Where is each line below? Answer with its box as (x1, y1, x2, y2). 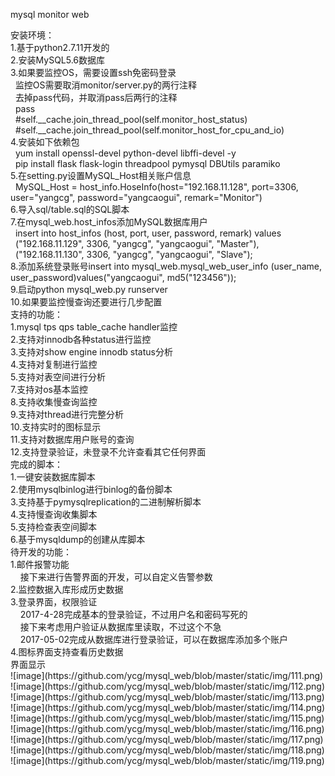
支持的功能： (10, 309, 63, 320)
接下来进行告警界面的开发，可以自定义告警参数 (19, 571, 213, 583)
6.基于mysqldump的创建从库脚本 (10, 534, 146, 545)
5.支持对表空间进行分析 (10, 371, 106, 383)
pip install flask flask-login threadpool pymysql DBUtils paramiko (14, 158, 281, 169)
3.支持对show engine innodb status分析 (10, 346, 173, 358)
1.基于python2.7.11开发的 (10, 42, 110, 53)
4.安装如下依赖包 (10, 136, 80, 148)
